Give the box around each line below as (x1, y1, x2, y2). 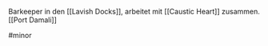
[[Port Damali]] (8, 15, 58, 25)
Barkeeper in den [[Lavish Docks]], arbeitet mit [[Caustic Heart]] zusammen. (8, 7, 260, 16)
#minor (8, 31, 32, 40)
